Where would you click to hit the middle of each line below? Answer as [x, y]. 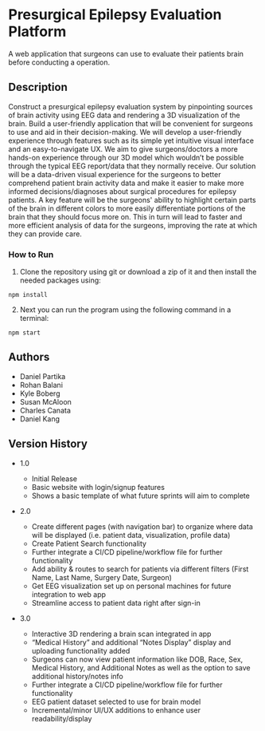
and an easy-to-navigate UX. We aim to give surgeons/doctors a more [123, 148]
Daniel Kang [40, 419]
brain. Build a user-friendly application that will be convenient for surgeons [131, 123]
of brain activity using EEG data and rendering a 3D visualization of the [124, 115]
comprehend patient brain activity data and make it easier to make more [126, 183]
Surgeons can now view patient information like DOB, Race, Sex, [137, 659]
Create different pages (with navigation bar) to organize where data [142, 526]
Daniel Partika [43, 376]
